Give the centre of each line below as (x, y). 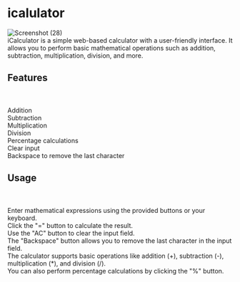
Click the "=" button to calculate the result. (70, 225)
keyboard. (22, 218)
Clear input (24, 148)
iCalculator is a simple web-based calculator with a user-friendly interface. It (120, 40)
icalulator (36, 13)
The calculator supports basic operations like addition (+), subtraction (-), (116, 256)
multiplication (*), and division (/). (56, 263)
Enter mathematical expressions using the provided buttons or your (106, 210)
